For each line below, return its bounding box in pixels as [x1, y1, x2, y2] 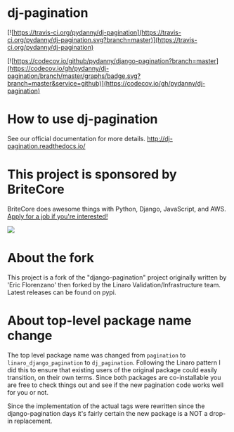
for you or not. [7, 388, 49, 396]
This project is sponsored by [7, 166, 177, 183]
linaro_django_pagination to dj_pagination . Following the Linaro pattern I [7, 358, 221, 367]
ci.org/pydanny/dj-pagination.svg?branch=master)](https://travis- [7, 35, 198, 44]
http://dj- [146, 134, 174, 143]
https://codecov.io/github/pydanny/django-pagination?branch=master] [13, 56, 219, 65]
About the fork [7, 250, 94, 266]
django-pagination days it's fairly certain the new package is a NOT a [7, 409, 208, 417]
